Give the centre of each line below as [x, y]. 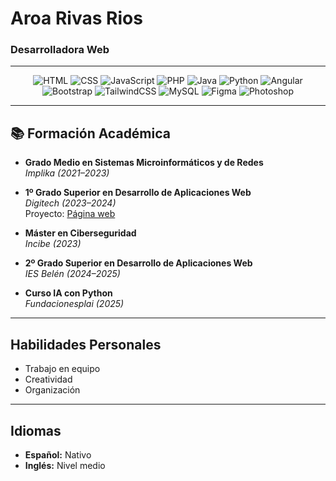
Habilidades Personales [86, 344]
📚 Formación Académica [90, 133]
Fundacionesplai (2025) [74, 304]
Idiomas [36, 430]
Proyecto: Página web [70, 214]
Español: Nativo [58, 454]
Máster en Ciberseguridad [80, 233]
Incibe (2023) [53, 244]
